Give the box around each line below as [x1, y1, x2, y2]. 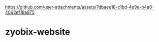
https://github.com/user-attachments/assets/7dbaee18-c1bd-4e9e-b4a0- [5, 4, 154, 10]
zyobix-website [5, 26, 70, 38]
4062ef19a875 [5, 9, 35, 15]
